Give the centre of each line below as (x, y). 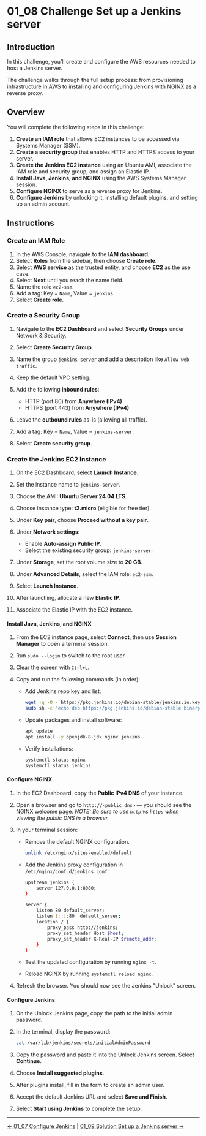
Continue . (29, 1061)
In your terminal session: (47, 830)
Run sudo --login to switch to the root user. (71, 656)
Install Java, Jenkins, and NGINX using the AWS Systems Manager (101, 178)
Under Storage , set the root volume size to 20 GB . (79, 562)
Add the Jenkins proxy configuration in (74, 865)
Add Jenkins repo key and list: (63, 691)
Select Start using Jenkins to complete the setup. (79, 1109)
